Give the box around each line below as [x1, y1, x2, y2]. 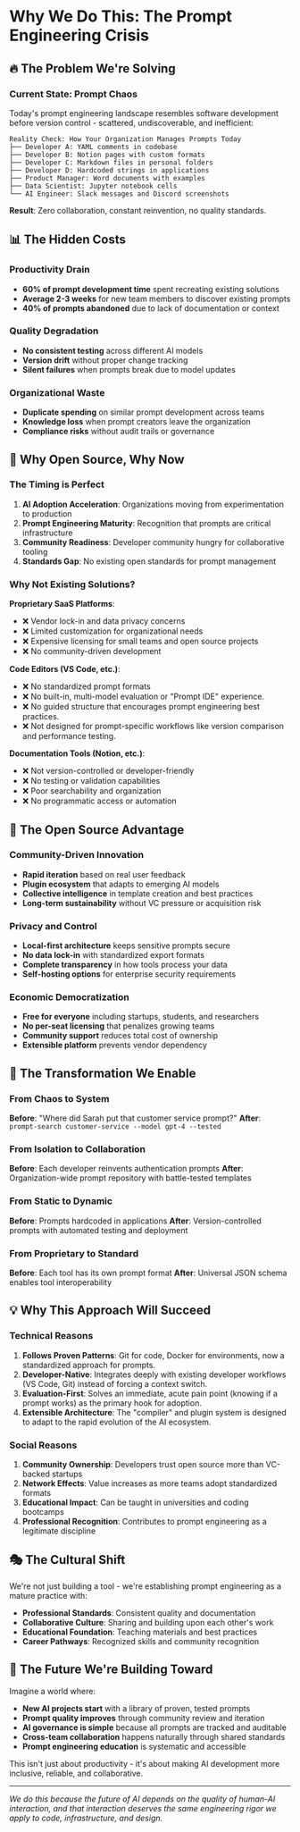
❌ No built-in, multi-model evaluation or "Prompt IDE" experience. [21, 691, 265, 702]
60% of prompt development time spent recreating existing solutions [21, 283, 279, 294]
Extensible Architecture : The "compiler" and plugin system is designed [21, 1407, 287, 1417]
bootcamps [21, 1506, 64, 1517]
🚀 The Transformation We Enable [9, 1065, 196, 1080]
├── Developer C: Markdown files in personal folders [9, 158, 214, 167]
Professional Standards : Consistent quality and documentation [21, 1607, 256, 1618]
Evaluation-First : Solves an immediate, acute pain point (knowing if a [21, 1388, 279, 1399]
